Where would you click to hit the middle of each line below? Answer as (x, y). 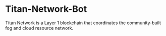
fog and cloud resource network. (39, 28)
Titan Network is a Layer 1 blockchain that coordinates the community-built (83, 23)
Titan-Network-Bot (46, 9)
